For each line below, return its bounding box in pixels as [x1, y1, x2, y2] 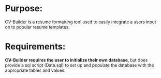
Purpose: [5, 3, 43, 14]
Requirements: [5, 41, 66, 52]
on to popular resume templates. [5, 24, 70, 30]
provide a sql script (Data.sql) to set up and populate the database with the [5, 62, 154, 68]
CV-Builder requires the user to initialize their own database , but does [5, 57, 148, 63]
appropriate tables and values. [5, 67, 66, 73]
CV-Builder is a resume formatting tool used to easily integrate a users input [5, 19, 156, 25]
